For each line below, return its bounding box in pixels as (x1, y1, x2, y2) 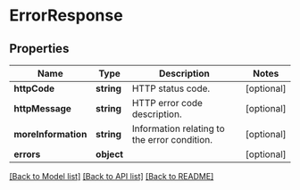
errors (13, 148, 41, 161)
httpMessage (13, 103, 71, 114)
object (95, 148, 123, 161)
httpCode (13, 82, 55, 95)
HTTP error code (131, 97, 204, 109)
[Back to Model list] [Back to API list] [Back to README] (9, 171, 214, 181)
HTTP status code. (131, 82, 211, 95)
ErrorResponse (9, 5, 123, 26)
